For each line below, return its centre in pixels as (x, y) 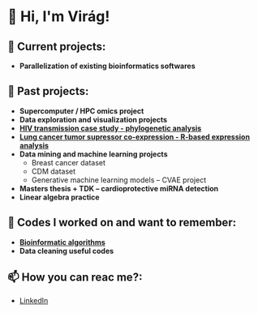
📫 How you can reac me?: (75, 278)
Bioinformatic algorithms (62, 242)
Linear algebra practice (59, 197)
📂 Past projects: (48, 91)
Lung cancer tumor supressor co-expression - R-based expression (135, 136)
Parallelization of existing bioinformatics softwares (107, 66)
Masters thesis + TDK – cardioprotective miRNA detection (119, 188)
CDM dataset (54, 171)
